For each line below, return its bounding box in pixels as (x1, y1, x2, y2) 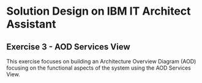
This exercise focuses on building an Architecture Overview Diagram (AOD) (6, 58, 196, 65)
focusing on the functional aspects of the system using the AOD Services (6, 64, 191, 71)
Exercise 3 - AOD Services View (6, 41, 130, 52)
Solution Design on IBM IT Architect (6, 4, 191, 18)
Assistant (6, 17, 56, 31)
